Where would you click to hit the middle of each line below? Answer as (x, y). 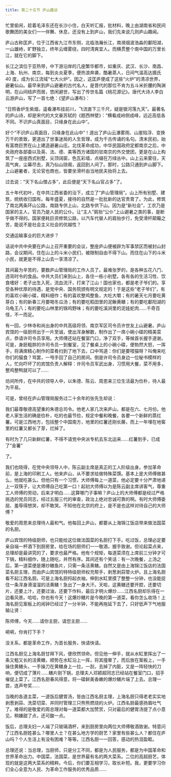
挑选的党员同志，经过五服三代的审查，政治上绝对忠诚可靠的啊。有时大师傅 (83, 499)
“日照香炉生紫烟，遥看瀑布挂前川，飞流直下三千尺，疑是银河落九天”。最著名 (85, 109)
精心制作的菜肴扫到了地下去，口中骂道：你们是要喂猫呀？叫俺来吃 (96, 351)
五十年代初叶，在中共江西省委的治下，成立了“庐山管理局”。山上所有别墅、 (83, 193)
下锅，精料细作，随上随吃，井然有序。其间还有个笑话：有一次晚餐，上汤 (81, 559)
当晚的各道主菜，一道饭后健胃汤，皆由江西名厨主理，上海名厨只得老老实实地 (85, 696)
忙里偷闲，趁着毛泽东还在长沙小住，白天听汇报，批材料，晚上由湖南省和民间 (85, 25)
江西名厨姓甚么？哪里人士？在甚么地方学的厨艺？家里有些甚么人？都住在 (85, 733)
